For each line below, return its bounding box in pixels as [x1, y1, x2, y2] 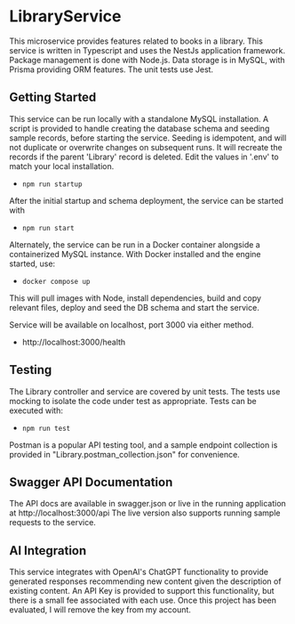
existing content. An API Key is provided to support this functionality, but [9, 586, 275, 596]
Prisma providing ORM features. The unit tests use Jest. [9, 64, 214, 75]
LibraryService [9, 6, 122, 27]
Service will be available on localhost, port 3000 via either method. [9, 319, 254, 330]
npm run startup [21, 180, 83, 189]
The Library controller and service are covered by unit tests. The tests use [9, 385, 281, 397]
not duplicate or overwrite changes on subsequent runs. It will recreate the [9, 142, 283, 152]
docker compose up [21, 277, 91, 286]
